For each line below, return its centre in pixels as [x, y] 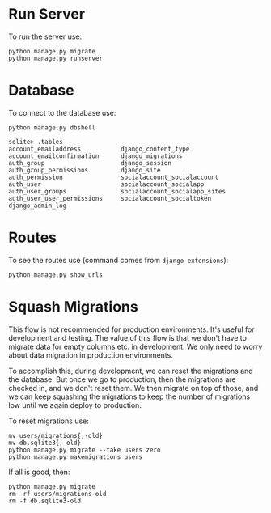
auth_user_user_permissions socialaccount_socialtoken [110, 198]
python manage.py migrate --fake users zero [85, 450]
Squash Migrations [74, 307]
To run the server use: [45, 36]
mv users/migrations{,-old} [56, 435]
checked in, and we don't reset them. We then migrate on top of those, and [133, 388]
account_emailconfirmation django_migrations [95, 156]
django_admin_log [38, 206]
